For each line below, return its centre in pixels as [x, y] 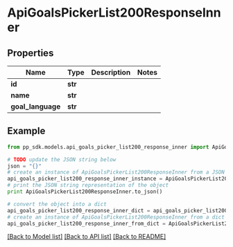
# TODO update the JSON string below [62, 159]
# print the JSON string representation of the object [88, 185]
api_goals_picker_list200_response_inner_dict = [79, 210]
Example [26, 131]
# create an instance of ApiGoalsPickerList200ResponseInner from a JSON [116, 172]
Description [111, 72]
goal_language [36, 107]
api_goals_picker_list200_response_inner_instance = [85, 179]
